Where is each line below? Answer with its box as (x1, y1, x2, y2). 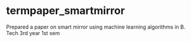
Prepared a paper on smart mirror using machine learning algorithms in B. (6, 23, 186, 30)
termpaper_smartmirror (6, 4, 125, 17)
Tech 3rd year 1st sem (6, 29, 60, 36)
